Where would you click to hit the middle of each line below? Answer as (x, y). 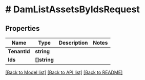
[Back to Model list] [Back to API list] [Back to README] (64, 72)
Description (73, 43)
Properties (23, 28)
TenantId (19, 51)
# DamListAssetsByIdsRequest (72, 9)
